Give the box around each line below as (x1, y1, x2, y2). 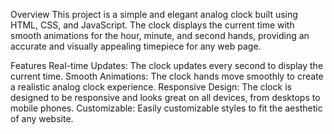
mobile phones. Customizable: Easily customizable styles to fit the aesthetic (10, 102, 323, 114)
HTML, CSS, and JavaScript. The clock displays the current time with (10, 19, 295, 31)
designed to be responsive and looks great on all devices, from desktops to (10, 92, 321, 103)
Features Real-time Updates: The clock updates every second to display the (10, 60, 324, 71)
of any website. (10, 113, 74, 124)
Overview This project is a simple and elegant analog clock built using (10, 9, 298, 20)
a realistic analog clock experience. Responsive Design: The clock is (10, 81, 292, 93)
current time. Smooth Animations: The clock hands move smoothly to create (10, 70, 324, 82)
